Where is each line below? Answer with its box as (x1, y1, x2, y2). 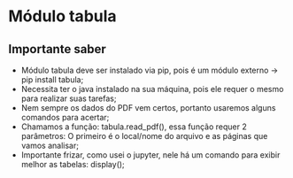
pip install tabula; (20, 74, 84, 85)
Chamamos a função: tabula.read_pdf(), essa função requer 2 (20, 121, 247, 132)
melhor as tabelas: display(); (20, 159, 125, 169)
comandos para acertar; (20, 112, 110, 122)
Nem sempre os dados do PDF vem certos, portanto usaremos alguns (20, 103, 276, 112)
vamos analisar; (20, 140, 79, 151)
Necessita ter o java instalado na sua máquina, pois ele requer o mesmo (20, 84, 284, 94)
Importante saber (8, 42, 107, 57)
